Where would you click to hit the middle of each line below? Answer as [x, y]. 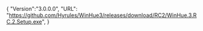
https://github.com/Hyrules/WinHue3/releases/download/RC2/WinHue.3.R [103, 15]
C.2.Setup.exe [24, 22]
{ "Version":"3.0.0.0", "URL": [42, 9]
